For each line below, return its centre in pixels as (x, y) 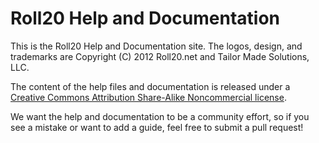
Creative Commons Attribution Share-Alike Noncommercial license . (148, 97)
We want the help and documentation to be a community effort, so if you (160, 116)
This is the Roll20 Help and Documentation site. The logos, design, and (156, 46)
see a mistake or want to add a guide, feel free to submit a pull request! (157, 127)
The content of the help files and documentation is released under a (150, 86)
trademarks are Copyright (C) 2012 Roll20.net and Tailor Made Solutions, (160, 56)
